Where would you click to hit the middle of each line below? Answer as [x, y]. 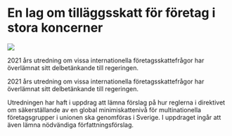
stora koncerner [55, 28]
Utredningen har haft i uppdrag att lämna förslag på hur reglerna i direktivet [116, 102]
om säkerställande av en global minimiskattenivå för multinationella [104, 109]
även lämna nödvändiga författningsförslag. [71, 125]
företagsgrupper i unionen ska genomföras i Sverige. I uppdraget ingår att [114, 117]
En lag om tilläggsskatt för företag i [111, 13]
